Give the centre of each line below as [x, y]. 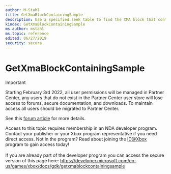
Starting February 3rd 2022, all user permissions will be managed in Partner [85, 92]
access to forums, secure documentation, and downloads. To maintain [79, 103]
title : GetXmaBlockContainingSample [44, 15]
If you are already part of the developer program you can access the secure [85, 155]
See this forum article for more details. [46, 118]
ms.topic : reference [27, 34]
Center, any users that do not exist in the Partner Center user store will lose [84, 98]
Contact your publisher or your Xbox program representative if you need [81, 133]
